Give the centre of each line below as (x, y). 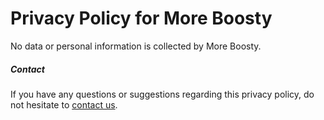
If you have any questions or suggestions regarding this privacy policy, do (162, 94)
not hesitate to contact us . (64, 104)
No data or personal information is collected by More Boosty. (136, 46)
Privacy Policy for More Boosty (141, 18)
